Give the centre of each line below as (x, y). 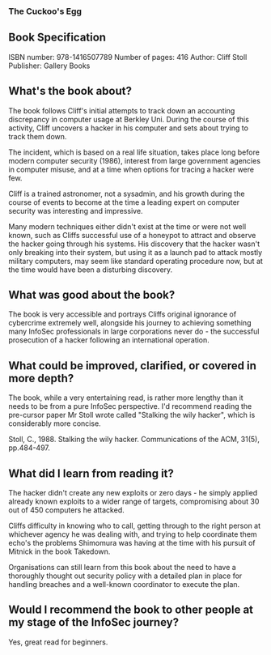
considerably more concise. (55, 423)
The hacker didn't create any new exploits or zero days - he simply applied (133, 492)
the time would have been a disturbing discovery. (91, 270)
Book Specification (57, 38)
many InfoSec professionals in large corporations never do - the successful (134, 332)
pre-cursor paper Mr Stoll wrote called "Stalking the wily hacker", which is (132, 415)
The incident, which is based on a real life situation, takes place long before (134, 152)
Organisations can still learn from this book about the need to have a (122, 567)
